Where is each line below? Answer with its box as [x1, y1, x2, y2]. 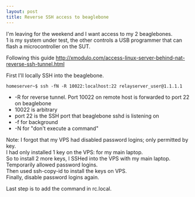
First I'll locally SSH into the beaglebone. [6, 72, 104, 79]
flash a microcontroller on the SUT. [6, 42, 91, 50]
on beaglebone [14, 99, 52, 106]
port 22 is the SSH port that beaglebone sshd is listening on [14, 112, 160, 119]
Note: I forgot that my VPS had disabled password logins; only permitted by [6, 136, 189, 143]
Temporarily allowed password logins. [6, 161, 98, 168]
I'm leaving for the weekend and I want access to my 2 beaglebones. [6, 30, 173, 37]
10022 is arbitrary [14, 106, 58, 113]
